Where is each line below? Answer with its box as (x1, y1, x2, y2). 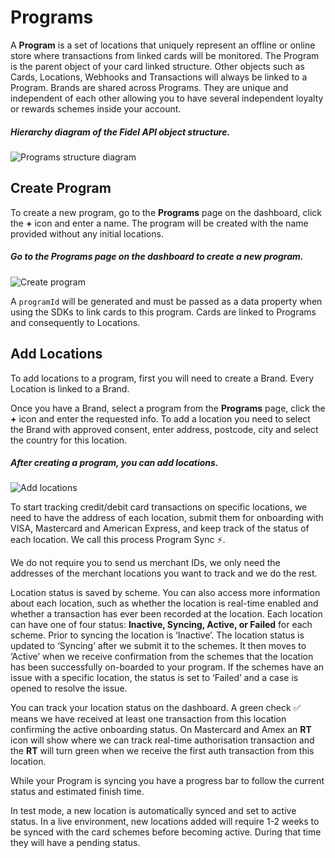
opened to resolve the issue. (10, 682, 128, 695)
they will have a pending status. (10, 837, 141, 849)
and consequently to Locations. (10, 316, 141, 328)
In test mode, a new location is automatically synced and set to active (10, 805, 297, 817)
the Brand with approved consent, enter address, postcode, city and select (10, 423, 319, 435)
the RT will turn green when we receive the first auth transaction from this (10, 745, 315, 757)
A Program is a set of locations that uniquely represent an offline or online (10, 39, 316, 51)
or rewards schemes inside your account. (10, 102, 182, 115)
